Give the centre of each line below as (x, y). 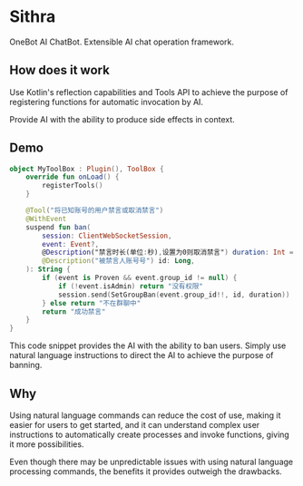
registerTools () (73, 186)
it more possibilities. (47, 444)
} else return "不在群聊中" (92, 303)
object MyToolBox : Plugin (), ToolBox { (87, 169)
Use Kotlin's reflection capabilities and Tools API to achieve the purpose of (149, 92)
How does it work (60, 70)
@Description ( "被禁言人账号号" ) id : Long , (118, 261)
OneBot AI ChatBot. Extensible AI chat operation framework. (122, 42)
